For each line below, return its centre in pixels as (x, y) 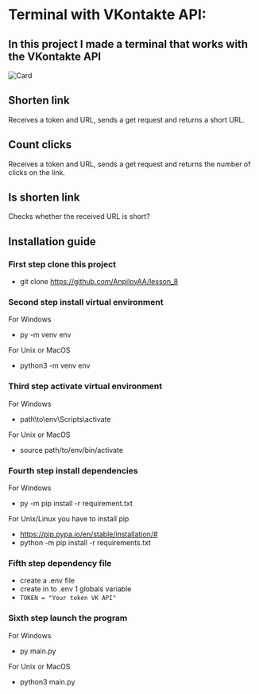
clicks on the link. (37, 172)
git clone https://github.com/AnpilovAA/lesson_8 (99, 282)
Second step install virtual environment (86, 302)
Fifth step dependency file (60, 563)
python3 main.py (47, 681)
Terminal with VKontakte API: (107, 15)
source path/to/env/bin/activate (72, 450)
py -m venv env (45, 335)
